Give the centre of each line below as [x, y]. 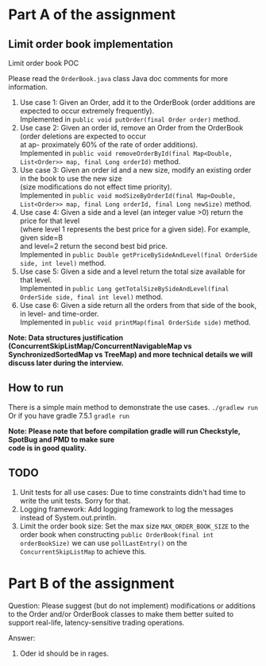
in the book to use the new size [71, 178]
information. [28, 87]
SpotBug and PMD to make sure [62, 439]
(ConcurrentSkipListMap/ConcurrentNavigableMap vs [100, 346]
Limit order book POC [44, 63]
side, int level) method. [63, 263]
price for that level [50, 221]
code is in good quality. [48, 448]
